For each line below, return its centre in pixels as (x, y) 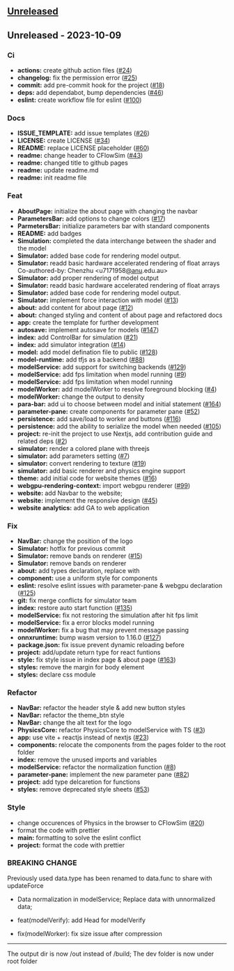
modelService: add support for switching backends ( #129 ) (102, 366)
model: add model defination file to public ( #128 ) (87, 352)
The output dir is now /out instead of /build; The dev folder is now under (111, 954)
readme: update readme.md (58, 170)
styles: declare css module (56, 674)
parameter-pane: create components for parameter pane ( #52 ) (109, 411)
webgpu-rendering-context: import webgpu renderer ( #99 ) (104, 485)
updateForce (25, 885)
